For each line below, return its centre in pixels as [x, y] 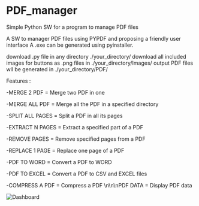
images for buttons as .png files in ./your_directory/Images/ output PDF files [100, 63]
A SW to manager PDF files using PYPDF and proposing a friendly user [94, 38]
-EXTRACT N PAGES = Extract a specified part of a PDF [75, 127]
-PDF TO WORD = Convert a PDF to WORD [59, 162]
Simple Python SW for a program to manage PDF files [73, 27]
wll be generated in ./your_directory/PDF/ [57, 69]
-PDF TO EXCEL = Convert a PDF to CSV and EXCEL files [77, 174]
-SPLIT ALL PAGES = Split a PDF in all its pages [64, 116]
